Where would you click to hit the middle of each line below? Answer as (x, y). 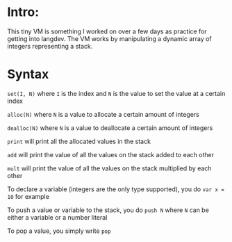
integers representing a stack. (50, 46)
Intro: (23, 12)
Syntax (28, 74)
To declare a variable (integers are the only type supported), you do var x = (116, 189)
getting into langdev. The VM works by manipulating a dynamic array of (109, 38)
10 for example (28, 196)
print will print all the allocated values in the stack (79, 141)
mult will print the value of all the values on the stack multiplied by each (109, 168)
